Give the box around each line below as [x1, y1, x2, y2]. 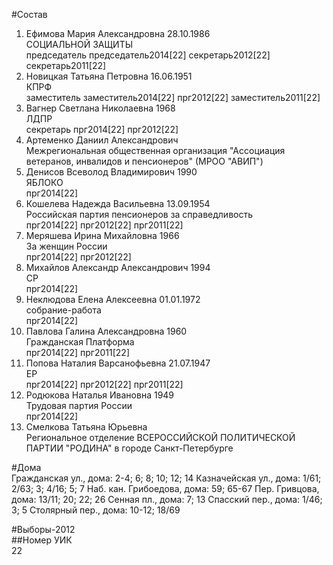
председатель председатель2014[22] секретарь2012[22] [25, 49, 271, 61]
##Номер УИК [11, 534, 73, 546]
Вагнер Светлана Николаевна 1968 [25, 102, 176, 114]
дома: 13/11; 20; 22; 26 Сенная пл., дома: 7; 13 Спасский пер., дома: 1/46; [11, 494, 323, 505]
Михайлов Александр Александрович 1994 [25, 262, 211, 273]
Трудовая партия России [25, 400, 133, 411]
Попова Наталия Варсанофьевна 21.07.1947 [25, 357, 211, 369]
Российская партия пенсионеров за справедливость [25, 209, 254, 220]
